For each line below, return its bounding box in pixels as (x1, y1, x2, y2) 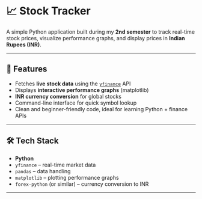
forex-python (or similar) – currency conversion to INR (14, 180, 149, 188)
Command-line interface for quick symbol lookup (14, 99, 137, 106)
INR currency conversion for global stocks (14, 93, 122, 100)
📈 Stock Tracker (6, 4, 91, 18)
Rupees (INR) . (6, 41, 41, 48)
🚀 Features (6, 64, 47, 75)
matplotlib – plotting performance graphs (14, 174, 119, 181)
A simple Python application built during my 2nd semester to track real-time (6, 28, 195, 35)
